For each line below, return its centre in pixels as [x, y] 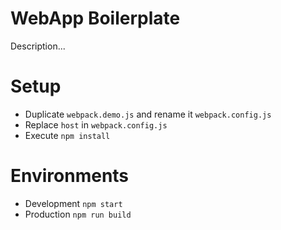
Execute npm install [67, 135]
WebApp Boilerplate [95, 18]
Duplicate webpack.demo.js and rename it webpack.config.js [148, 114]
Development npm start [73, 203]
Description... [38, 46]
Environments [70, 176]
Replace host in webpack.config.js [96, 124]
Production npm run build [78, 214]
